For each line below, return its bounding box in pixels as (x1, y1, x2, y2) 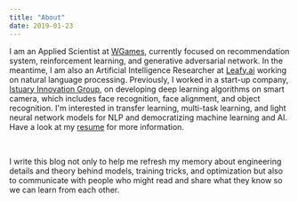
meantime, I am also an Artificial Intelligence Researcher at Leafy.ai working (9, 64, 287, 76)
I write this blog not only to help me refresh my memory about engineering (9, 156, 282, 166)
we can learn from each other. (9, 184, 120, 195)
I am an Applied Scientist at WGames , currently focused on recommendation (9, 45, 290, 56)
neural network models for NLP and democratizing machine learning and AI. (9, 112, 287, 123)
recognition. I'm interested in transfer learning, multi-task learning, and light (9, 102, 286, 113)
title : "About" (9, 12, 66, 22)
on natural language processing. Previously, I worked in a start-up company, (9, 74, 289, 85)
